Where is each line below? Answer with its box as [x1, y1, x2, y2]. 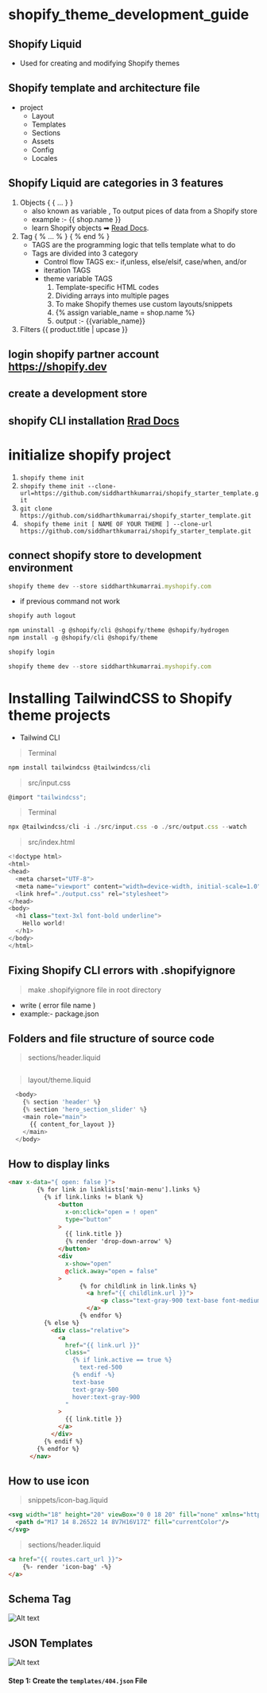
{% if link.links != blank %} [43, 1193, 145, 1202]
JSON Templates [8, 1636, 94, 1650]
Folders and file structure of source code [8, 1031, 215, 1045]
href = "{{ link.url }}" [64, 1341, 141, 1349]
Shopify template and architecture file [8, 81, 200, 95]
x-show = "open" [64, 1260, 112, 1268]
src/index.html [27, 838, 75, 847]
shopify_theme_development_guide [8, 6, 250, 24]
